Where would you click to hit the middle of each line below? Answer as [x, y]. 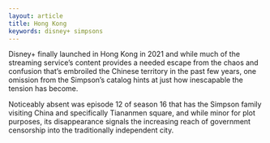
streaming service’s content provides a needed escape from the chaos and [133, 63]
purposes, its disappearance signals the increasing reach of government [130, 122]
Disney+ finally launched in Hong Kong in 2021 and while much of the [124, 54]
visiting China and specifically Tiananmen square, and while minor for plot [132, 113]
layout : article [36, 16]
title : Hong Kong [38, 24]
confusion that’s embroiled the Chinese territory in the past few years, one [133, 71]
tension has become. [43, 89]
